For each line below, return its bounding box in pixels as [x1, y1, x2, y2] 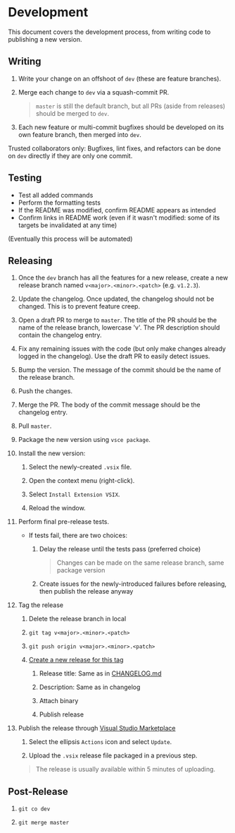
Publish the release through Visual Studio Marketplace [18, 724, 176, 733]
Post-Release [8, 785, 69, 798]
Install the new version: [18, 449, 86, 457]
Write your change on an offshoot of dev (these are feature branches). [18, 74, 222, 83]
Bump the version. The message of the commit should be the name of [18, 366, 221, 374]
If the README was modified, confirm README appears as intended [18, 205, 217, 214]
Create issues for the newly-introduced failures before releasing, [39, 580, 227, 588]
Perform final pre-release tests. [18, 517, 110, 526]
